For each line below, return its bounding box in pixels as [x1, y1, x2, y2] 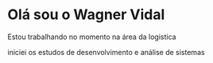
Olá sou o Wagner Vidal [7, 6, 165, 24]
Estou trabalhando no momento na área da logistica [7, 32, 176, 41]
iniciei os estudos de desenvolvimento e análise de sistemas [7, 47, 205, 57]
